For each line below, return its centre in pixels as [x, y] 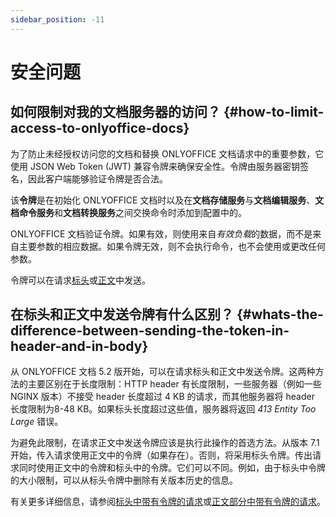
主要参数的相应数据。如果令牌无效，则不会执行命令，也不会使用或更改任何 [172, 246]
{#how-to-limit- [274, 112]
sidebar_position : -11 [57, 19]
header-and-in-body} [79, 346]
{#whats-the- [280, 314]
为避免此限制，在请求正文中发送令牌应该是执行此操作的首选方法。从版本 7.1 [165, 443]
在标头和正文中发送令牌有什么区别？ [122, 314]
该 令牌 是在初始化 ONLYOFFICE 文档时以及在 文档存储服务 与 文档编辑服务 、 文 [167, 200]
